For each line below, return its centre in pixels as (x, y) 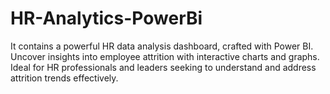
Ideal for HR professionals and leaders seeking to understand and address (163, 67)
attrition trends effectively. (64, 78)
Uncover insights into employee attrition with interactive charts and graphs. (165, 56)
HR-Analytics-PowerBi (106, 18)
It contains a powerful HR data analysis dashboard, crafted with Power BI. (162, 46)
